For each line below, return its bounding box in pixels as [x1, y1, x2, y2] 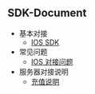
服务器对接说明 [18, 67, 69, 76]
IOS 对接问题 [30, 57, 73, 66]
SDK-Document [7, 6, 87, 20]
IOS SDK [30, 37, 60, 47]
